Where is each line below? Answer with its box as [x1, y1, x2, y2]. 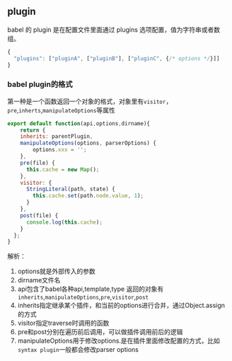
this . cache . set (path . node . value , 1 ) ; [33, 193, 144, 200]
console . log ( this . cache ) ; [25, 219, 103, 226]
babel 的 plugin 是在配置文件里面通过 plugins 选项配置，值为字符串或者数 [7, 25, 221, 34]
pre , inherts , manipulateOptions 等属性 [7, 105, 115, 114]
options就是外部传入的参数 [17, 267, 95, 275]
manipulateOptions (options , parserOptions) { [20, 139, 157, 147]
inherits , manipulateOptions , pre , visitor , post [17, 293, 149, 302]
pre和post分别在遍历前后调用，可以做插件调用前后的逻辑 [17, 328, 183, 336]
